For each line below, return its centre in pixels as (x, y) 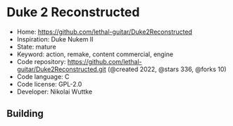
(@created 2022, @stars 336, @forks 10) (167, 69)
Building (25, 114)
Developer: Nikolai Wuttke (55, 92)
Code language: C (43, 76)
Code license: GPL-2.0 (49, 84)
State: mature (37, 46)
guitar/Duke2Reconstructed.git (61, 69)
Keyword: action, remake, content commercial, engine (95, 54)
